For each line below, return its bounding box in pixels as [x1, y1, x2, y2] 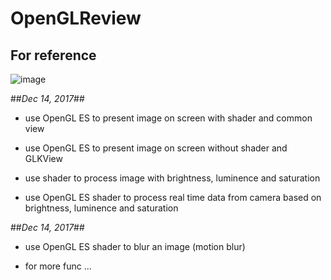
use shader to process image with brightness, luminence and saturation [24, 172, 321, 184]
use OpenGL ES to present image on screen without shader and [24, 142, 288, 154]
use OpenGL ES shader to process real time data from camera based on [24, 192, 322, 203]
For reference [10, 47, 97, 64]
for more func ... [24, 260, 92, 272]
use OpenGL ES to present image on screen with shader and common [24, 112, 313, 124]
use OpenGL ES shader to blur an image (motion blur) [24, 241, 246, 252]
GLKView [24, 153, 63, 164]
